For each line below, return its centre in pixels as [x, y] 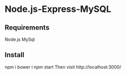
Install [14, 55]
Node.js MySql [20, 39]
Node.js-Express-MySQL [58, 9]
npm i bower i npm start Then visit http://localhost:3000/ [63, 67]
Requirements [27, 28]
